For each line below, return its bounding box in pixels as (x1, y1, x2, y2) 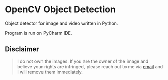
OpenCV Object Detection (5, 4, 116, 15)
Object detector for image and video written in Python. (5, 20, 118, 26)
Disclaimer (5, 45, 39, 54)
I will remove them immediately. (17, 69, 83, 75)
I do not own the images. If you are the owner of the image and (17, 58, 149, 64)
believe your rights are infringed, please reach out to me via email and (17, 63, 163, 69)
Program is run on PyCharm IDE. (5, 30, 72, 36)
